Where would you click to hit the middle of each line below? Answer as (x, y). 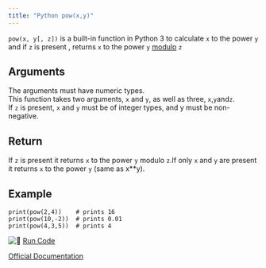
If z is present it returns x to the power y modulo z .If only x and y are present (133, 161)
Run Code (39, 241)
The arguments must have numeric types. (77, 91)
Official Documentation (46, 256)
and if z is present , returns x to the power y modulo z (95, 47)
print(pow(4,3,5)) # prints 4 (60, 226)
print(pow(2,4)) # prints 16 (62, 212)
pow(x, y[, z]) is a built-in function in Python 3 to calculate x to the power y (133, 38)
